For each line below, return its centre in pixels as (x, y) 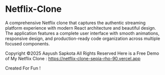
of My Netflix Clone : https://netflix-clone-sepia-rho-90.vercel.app (73, 58)
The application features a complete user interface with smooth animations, (82, 33)
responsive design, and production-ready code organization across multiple (82, 38)
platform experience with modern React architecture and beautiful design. (81, 28)
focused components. (27, 43)
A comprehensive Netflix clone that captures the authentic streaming (76, 23)
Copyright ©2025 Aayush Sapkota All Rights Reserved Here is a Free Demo (82, 53)
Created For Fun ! (23, 68)
